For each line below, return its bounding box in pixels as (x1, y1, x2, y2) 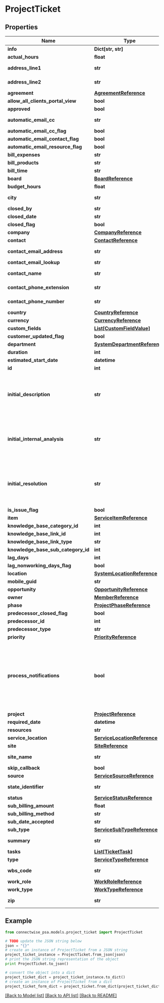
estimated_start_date (7, 357, 58, 363)
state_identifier (7, 783, 44, 790)
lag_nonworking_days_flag (7, 562, 72, 569)
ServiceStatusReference (94, 795, 152, 801)
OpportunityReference (94, 586, 148, 593)
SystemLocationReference (94, 570, 158, 577)
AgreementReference (94, 89, 145, 96)
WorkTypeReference (94, 886, 143, 893)
